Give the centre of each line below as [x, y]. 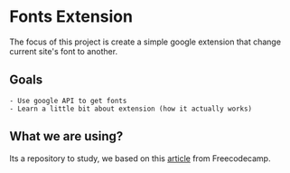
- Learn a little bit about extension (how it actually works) [131, 109]
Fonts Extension [71, 17]
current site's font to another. [64, 51]
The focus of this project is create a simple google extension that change [145, 42]
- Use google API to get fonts [68, 101]
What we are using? [66, 136]
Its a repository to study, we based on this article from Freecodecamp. [140, 158]
